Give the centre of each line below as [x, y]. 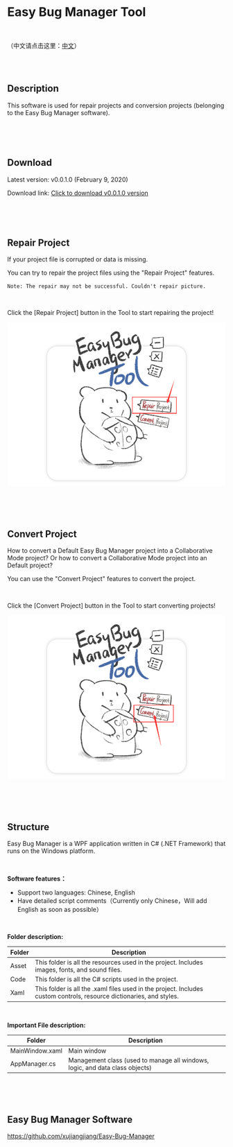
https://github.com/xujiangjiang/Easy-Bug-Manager [81, 1136]
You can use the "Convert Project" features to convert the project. [102, 579]
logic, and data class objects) [110, 1067]
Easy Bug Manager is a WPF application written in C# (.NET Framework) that [116, 844]
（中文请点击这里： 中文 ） [44, 45]
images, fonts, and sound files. [79, 969]
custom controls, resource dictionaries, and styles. [107, 997]
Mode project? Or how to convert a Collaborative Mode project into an [107, 558]
